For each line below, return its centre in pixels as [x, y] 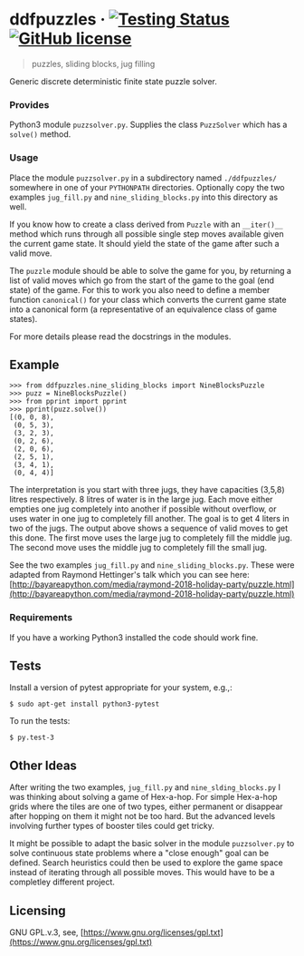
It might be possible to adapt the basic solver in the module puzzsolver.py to [152, 844]
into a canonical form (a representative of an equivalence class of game [143, 309]
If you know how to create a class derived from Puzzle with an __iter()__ [146, 224]
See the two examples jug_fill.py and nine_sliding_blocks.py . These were [152, 565]
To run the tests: [40, 721]
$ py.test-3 [32, 738]
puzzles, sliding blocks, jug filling [93, 63]
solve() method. [40, 134]
